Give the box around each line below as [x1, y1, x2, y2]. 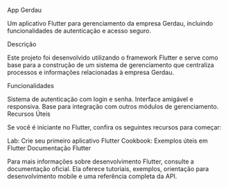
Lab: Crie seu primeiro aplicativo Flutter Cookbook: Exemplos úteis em [7, 136, 208, 145]
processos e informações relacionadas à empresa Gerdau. [7, 69, 175, 76]
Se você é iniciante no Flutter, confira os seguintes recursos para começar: [7, 123, 222, 131]
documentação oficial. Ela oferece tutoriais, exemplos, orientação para [7, 165, 209, 172]
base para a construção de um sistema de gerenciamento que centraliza [7, 61, 215, 69]
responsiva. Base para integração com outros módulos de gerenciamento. [7, 103, 219, 110]
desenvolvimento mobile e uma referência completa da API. [7, 172, 177, 180]
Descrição [7, 40, 37, 48]
